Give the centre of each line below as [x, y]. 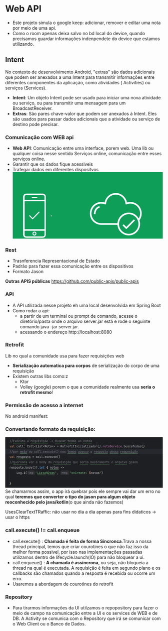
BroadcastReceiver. [32, 108]
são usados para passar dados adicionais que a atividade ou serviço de [86, 119]
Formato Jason [28, 272]
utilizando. [23, 44]
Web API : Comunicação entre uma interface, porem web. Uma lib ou [83, 148]
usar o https [17, 517]
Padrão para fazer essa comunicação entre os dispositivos [73, 266]
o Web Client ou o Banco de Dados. [49, 624]
